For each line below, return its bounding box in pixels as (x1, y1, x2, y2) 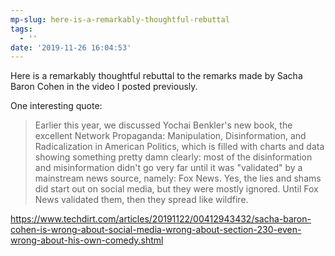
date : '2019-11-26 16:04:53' (10, 42, 132, 53)
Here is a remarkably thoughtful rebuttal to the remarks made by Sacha (10, 70, 303, 82)
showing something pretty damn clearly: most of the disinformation (34, 151, 313, 163)
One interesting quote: (10, 100, 103, 112)
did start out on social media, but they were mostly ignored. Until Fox (34, 183, 319, 195)
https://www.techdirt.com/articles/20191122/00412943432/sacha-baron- (10, 213, 312, 225)
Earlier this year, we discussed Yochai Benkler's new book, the (34, 119, 293, 131)
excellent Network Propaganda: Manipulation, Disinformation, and (34, 130, 307, 142)
